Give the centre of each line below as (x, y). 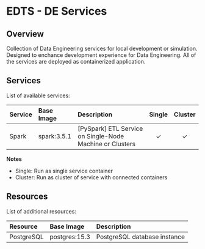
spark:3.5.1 (55, 136)
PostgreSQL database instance (140, 237)
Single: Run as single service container (64, 171)
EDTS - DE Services (57, 11)
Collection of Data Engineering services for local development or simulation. (102, 48)
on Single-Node (101, 136)
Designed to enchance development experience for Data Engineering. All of (101, 55)
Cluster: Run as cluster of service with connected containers (91, 177)
